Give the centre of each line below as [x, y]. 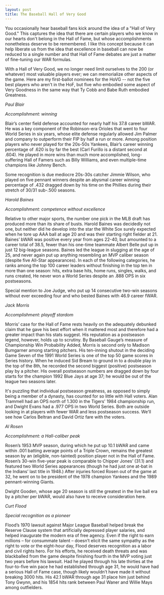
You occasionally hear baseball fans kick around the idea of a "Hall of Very [80, 28]
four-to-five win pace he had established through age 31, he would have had [82, 567]
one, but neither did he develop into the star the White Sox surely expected [81, 229]
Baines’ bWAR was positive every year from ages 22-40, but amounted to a [81, 239]
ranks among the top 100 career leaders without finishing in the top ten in [79, 265]
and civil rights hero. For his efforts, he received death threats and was [76, 551]
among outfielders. [24, 587]
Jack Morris [17, 305]
